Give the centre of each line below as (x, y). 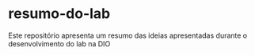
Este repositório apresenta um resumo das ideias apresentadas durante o (128, 35)
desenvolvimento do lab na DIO (59, 43)
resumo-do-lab (59, 14)
